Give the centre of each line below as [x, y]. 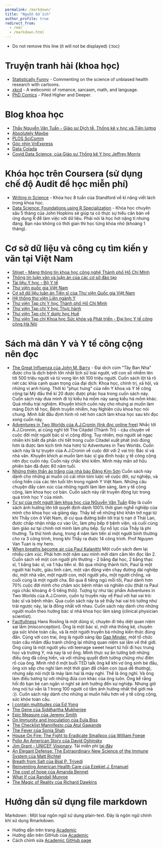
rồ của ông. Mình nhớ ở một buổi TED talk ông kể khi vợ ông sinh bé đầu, [85, 663]
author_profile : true [27, 19]
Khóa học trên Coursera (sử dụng [74, 174]
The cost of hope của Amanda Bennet [50, 771]
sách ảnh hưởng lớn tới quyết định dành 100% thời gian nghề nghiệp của [85, 507]
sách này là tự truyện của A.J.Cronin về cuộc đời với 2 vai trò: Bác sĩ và [83, 450]
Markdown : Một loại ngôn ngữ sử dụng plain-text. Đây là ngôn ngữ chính [78, 815]
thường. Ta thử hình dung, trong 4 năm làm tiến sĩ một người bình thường [85, 533]
